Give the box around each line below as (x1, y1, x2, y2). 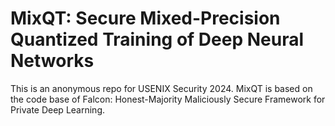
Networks (10, 50, 95, 72)
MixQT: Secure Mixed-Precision (10, 7, 281, 30)
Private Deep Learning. (10, 103, 105, 116)
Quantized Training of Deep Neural (10, 28, 305, 51)
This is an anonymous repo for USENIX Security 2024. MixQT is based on (10, 82, 313, 94)
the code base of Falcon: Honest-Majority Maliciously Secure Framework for (10, 93, 326, 105)
